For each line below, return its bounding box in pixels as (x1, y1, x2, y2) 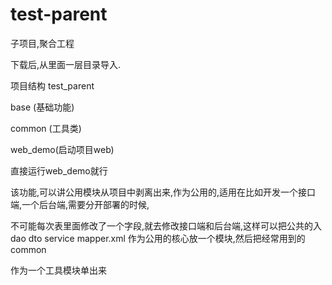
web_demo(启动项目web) (10, 143, 115, 155)
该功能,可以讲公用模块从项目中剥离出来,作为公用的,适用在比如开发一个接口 (10, 186, 317, 198)
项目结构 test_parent (10, 79, 95, 92)
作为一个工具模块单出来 (10, 264, 107, 276)
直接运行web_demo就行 (10, 164, 108, 177)
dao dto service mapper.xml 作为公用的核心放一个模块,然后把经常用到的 (10, 232, 306, 244)
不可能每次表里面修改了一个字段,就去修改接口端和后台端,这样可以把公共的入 (10, 219, 323, 232)
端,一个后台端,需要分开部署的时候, (10, 198, 150, 210)
